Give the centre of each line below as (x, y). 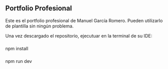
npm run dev (19, 61)
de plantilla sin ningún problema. (40, 26)
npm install (17, 48)
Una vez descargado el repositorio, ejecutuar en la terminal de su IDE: (79, 36)
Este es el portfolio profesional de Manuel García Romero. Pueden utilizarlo (84, 20)
